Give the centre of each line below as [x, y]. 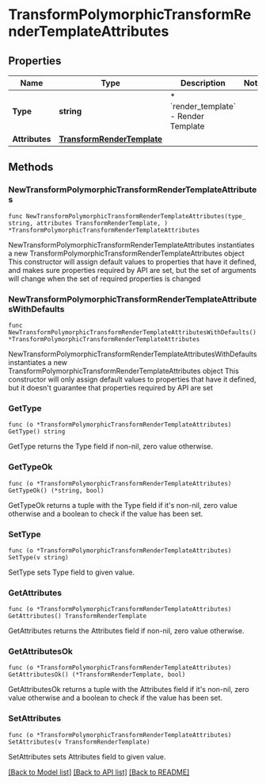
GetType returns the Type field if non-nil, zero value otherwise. [111, 447]
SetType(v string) [38, 557]
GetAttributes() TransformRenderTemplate [78, 617]
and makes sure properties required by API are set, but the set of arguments [132, 270]
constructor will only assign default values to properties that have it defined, [132, 379]
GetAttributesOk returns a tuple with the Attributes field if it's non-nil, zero [129, 690]
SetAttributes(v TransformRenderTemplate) [79, 742]
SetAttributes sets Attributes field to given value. [87, 756]
